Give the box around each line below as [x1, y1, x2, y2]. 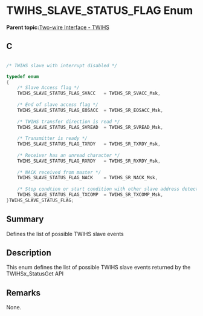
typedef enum [6, 73, 39, 79]
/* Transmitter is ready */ [17, 136, 88, 142]
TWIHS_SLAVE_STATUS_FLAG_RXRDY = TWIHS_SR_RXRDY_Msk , [17, 158, 161, 164]
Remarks [6, 288, 41, 298]
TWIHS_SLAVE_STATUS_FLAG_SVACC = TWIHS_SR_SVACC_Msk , [17, 90, 161, 97]
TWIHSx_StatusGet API [6, 270, 64, 277]
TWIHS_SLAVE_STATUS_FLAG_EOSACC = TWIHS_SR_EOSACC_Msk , [17, 107, 164, 113]
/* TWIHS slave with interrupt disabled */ [6, 62, 118, 68]
